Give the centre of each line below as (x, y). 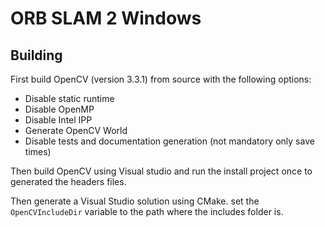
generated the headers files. (68, 181)
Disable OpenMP (59, 109)
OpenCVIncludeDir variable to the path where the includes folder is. (147, 211)
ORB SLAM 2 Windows (106, 18)
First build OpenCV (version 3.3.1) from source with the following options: (161, 79)
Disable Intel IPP (58, 120)
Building (36, 55)
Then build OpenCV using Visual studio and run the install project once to (161, 171)
